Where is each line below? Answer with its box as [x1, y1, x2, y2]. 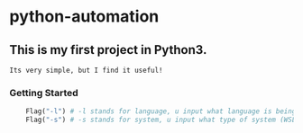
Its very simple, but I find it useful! [9, 66, 164, 75]
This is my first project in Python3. [9, 42, 207, 58]
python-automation [9, 6, 160, 27]
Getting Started [9, 86, 78, 99]
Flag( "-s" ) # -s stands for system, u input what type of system [25, 115, 277, 125]
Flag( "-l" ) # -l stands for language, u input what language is [25, 107, 272, 116]
